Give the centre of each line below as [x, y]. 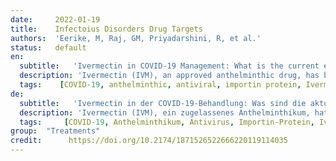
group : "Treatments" [55, 131]
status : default [48, 47]
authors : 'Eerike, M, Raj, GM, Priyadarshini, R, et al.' [136, 38]
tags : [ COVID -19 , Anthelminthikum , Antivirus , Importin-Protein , [167, 122]
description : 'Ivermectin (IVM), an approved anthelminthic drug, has [169, 76]
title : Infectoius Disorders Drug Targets [106, 29]
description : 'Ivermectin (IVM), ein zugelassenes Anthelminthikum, [165, 112]
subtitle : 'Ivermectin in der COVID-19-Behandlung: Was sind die [163, 103]
